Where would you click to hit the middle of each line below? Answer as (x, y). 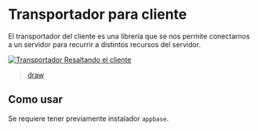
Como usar (36, 100)
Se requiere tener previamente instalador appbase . (89, 118)
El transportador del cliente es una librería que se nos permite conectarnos (129, 36)
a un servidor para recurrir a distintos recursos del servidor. (105, 44)
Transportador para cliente (98, 15)
